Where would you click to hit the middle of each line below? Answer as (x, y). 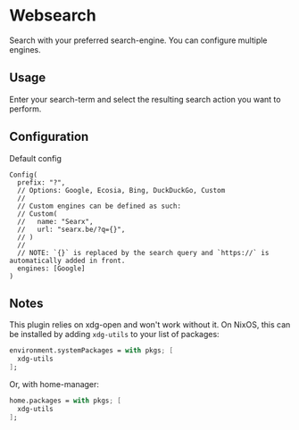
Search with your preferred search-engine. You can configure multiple (138, 40)
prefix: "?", (42, 182)
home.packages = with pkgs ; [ (66, 401)
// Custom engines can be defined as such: (99, 206)
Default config (36, 158)
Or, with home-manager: (54, 384)
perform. (25, 109)
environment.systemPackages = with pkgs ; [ (91, 351)
